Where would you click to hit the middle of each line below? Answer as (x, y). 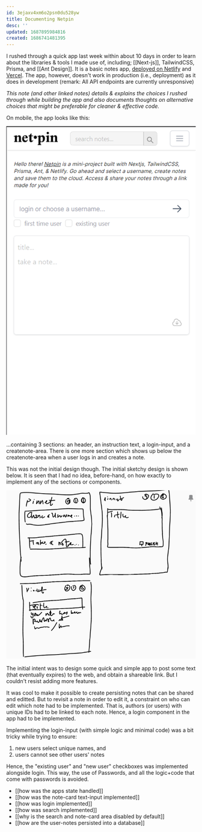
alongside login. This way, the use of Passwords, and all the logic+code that (100, 773)
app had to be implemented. (41, 719)
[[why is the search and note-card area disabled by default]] (90, 816)
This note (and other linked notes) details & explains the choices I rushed (97, 93)
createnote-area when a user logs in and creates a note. (76, 457)
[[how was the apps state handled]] (59, 791)
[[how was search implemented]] (56, 810)
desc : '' (17, 25)
